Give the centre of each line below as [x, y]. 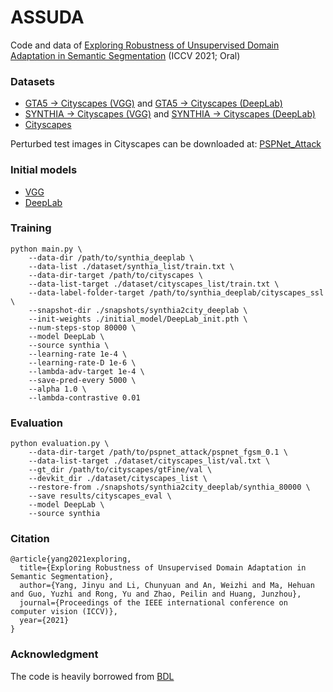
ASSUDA [47, 17]
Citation [30, 539]
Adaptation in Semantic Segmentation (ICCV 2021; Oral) [125, 55]
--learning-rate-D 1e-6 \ [82, 362]
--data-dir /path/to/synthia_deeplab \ [111, 257]
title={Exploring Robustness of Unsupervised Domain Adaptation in [163, 568]
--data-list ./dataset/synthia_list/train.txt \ [131, 266]
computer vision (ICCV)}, [64, 612]
